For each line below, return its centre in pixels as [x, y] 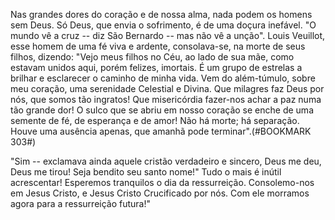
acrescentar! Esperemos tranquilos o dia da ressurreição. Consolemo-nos [162, 182]
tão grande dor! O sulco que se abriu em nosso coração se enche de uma [162, 110]
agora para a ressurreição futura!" [81, 203]
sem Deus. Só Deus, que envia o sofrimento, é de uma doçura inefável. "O [163, 25]
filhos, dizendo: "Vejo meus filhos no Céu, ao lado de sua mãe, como [152, 57]
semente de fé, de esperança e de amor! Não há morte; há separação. [155, 120]
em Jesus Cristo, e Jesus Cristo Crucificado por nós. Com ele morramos [160, 193]
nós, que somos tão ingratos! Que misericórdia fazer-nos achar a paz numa [166, 99]
